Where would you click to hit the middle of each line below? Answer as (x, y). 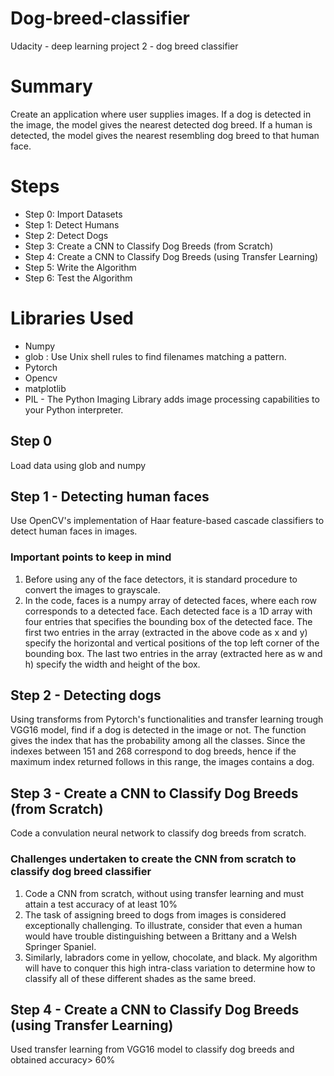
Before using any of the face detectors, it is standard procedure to (161, 579)
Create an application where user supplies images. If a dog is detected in (161, 114)
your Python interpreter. (74, 409)
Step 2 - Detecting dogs (86, 695)
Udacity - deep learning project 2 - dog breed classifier (124, 46)
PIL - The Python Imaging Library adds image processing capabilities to (172, 399)
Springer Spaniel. (60, 946)
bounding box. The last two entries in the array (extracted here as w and (173, 653)
